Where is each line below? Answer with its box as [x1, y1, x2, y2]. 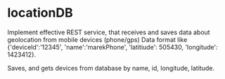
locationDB [7, 5, 73, 21]
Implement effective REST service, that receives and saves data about [7, 28, 210, 36]
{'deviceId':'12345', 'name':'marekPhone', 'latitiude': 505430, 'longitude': [7, 43, 218, 51]
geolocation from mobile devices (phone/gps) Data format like [7, 35, 188, 43]
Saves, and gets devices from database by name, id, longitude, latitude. [7, 64, 214, 72]
